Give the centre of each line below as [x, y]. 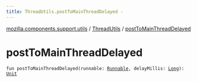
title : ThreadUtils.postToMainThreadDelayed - [65, 12]
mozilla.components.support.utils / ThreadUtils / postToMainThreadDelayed [99, 29]
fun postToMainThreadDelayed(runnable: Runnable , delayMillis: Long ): [95, 68]
